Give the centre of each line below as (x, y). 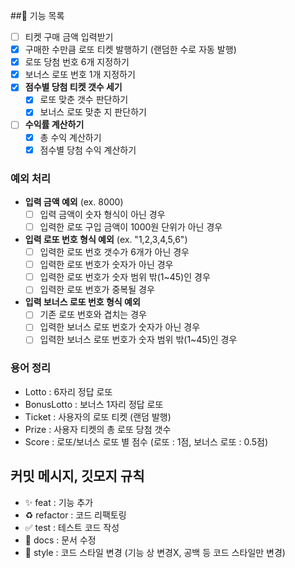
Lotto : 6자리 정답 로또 (68, 391)
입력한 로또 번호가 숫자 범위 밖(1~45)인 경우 (125, 277)
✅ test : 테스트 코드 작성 (72, 527)
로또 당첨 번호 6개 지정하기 (77, 62)
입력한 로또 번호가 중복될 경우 (97, 290)
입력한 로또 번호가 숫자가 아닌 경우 (106, 265)
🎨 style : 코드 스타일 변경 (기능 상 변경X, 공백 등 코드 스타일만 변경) (155, 552)
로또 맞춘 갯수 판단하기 (84, 100)
